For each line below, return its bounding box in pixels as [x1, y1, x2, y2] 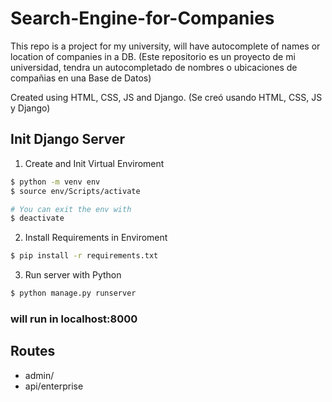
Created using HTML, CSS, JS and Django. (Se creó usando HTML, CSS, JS [10, 91, 323, 103]
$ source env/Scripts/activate [10, 186, 141, 196]
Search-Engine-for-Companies [10, 7, 275, 30]
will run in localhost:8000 [10, 312, 138, 326]
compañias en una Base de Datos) [10, 72, 152, 84]
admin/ [24, 369, 55, 381]
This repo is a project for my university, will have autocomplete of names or [10, 40, 321, 52]
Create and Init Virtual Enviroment [24, 157, 165, 169]
